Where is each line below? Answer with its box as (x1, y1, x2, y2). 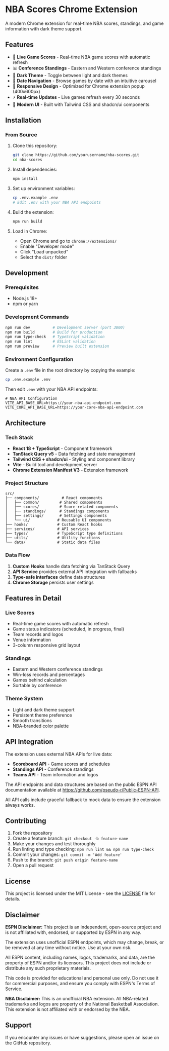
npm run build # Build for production (5, 329, 102, 335)
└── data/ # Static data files (5, 540, 100, 545)
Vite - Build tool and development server (12, 461, 97, 467)
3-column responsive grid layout (12, 642, 81, 648)
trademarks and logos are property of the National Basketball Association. (5, 1001, 159, 1007)
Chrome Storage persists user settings (12, 579, 94, 585)
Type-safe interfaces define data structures (12, 574, 105, 580)
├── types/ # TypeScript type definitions (5, 531, 123, 536)
